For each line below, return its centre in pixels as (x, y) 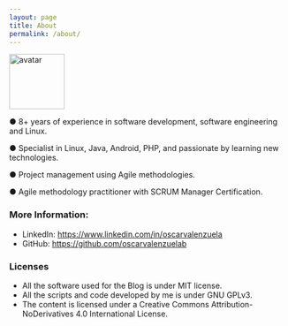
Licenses (29, 266)
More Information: (49, 215)
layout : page (33, 17)
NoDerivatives (48, 314)
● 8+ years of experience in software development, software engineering (144, 122)
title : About (33, 26)
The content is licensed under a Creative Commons (115, 304)
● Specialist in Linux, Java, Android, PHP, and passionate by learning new (144, 148)
